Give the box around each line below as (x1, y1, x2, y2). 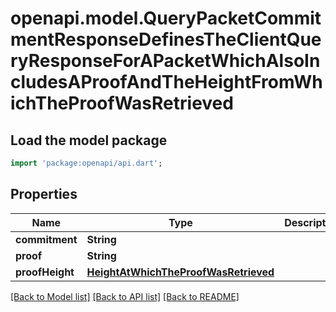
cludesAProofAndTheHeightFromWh (10, 71, 323, 94)
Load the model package (10, 132, 168, 149)
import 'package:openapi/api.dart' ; (10, 158, 163, 168)
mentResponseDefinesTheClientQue (10, 28, 322, 51)
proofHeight (15, 265, 75, 279)
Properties (10, 186, 78, 203)
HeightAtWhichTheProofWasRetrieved (86, 265, 275, 279)
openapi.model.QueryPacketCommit (10, 7, 322, 30)
